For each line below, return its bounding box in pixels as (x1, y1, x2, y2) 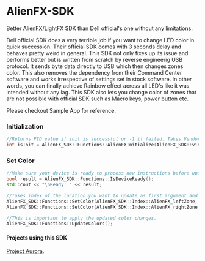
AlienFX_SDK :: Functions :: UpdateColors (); (6, 221, 113, 227)
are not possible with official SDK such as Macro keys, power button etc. (6, 95, 189, 102)
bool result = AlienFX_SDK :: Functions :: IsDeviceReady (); (6, 176, 154, 182)
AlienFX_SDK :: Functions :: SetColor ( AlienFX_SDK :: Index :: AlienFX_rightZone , (6, 204, 201, 210)
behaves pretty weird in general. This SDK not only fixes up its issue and (6, 49, 189, 56)
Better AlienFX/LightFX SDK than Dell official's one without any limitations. (6, 25, 193, 32)
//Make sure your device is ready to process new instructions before (6, 170, 190, 176)
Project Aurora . (6, 248, 45, 255)
